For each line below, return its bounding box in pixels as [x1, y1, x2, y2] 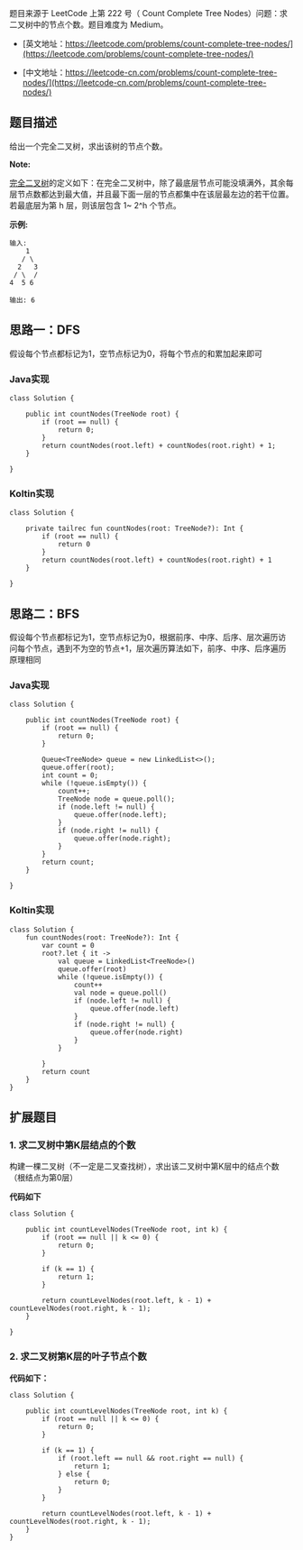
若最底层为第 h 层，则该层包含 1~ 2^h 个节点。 [9, 199, 182, 210]
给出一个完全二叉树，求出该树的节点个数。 [9, 141, 168, 151]
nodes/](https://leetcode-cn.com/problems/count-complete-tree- [22, 78, 267, 87]
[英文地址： [22, 39, 66, 49]
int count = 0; [41, 771, 99, 780]
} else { [57, 1469, 91, 1479]
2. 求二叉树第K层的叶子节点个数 [9, 1351, 147, 1363]
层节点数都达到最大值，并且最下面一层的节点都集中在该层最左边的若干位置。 [9, 188, 294, 199]
